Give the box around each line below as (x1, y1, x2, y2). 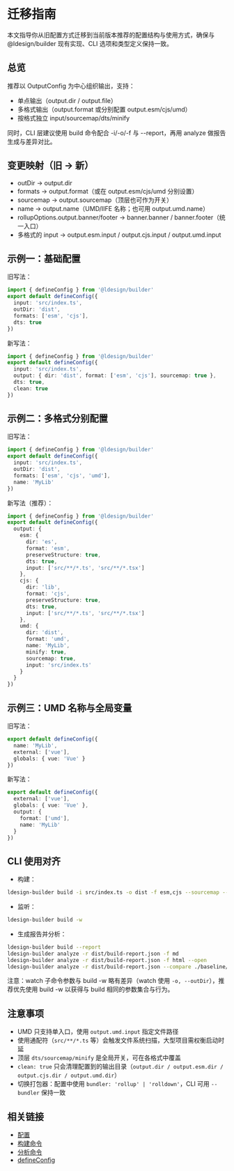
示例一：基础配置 (7, 252, 81, 265)
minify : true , (25, 649, 68, 656)
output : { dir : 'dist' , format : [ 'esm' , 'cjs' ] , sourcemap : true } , (13, 372, 217, 380)
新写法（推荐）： (7, 499, 54, 507)
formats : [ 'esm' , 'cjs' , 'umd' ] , (13, 472, 111, 479)
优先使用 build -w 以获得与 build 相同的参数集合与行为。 (13, 985, 174, 993)
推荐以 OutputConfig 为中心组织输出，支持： (7, 82, 135, 90)
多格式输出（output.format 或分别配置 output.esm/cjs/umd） (17, 105, 192, 114)
